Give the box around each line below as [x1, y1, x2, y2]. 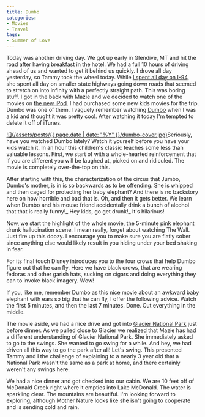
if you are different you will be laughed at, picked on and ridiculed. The [6, 157, 185, 164]
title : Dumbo [6, 9, 40, 15]
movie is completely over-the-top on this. [6, 163, 111, 171]
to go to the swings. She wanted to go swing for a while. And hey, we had [6, 340, 192, 347]
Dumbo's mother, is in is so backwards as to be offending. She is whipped [6, 182, 193, 189]
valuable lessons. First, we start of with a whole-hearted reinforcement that [6, 150, 196, 158]
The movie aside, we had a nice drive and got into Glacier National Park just [6, 320, 197, 327]
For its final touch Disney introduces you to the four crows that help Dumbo [6, 257, 196, 265]
